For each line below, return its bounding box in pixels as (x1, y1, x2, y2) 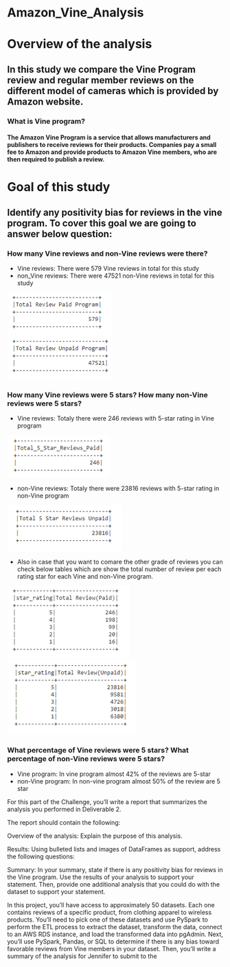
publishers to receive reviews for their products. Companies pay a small (7, 141, 217, 149)
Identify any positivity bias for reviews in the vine (7, 206, 222, 218)
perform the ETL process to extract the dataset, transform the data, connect (7, 922, 222, 931)
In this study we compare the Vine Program (7, 63, 196, 75)
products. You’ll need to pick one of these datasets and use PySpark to (7, 915, 208, 924)
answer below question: (7, 228, 113, 240)
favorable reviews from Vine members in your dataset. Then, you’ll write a (7, 944, 216, 953)
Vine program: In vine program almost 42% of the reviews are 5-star (16, 770, 211, 778)
